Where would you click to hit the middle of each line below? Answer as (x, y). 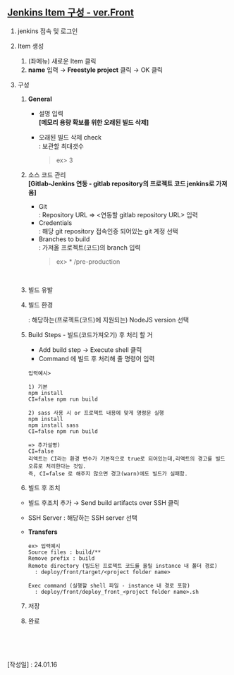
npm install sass (54, 425)
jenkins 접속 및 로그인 (48, 31)
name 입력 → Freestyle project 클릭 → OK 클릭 (96, 70)
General (40, 99)
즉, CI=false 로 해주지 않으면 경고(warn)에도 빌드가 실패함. (108, 474)
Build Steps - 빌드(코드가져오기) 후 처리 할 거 (90, 334)
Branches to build (64, 239)
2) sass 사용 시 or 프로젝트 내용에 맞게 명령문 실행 (96, 413)
